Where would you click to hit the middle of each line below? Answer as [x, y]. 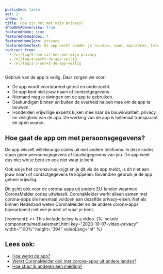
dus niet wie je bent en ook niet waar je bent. [50, 160]
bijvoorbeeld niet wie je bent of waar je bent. [50, 209]
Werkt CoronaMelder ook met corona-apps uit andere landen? [74, 261]
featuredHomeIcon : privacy [32, 41]
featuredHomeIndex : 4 [27, 37]
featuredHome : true [25, 32]
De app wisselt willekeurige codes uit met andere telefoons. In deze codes [79, 149]
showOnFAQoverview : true [30, 28]
